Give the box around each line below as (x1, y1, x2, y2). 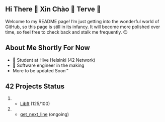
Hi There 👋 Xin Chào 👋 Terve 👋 (5, 5, 102, 14)
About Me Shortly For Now (5, 44, 91, 52)
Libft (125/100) (20, 101, 50, 107)
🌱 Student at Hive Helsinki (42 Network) (12, 57, 96, 63)
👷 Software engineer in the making (12, 62, 85, 68)
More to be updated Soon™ (12, 67, 69, 73)
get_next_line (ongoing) (20, 111, 69, 117)
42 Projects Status (5, 82, 65, 91)
